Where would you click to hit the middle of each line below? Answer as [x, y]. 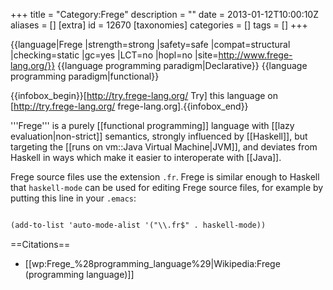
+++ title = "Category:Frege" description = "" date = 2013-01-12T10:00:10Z [165, 14]
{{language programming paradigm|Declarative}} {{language [182, 65]
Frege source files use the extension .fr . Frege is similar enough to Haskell [165, 177]
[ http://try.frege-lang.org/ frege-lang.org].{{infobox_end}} [129, 106]
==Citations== [40, 244]
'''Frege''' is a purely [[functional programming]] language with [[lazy [152, 125]
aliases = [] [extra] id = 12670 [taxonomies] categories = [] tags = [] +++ [159, 25]
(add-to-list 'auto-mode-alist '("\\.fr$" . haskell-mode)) [138, 225]
